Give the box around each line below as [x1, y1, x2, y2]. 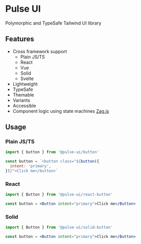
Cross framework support [12, 48, 67, 54]
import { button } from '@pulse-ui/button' [5, 150, 100, 155]
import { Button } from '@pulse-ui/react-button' [5, 192, 113, 197]
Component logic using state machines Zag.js [12, 108, 109, 114]
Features [5, 35, 34, 43]
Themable [12, 91, 34, 97]
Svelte [20, 75, 34, 82]
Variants [12, 97, 31, 103]
